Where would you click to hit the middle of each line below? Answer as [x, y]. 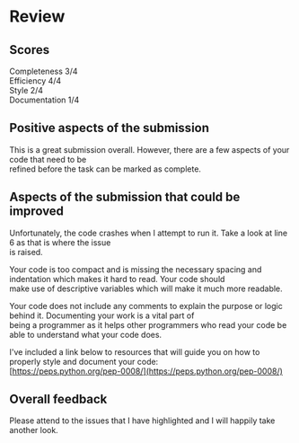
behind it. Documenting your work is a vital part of [102, 315]
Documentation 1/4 [44, 100]
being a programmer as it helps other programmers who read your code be [148, 324]
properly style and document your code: [84, 361]
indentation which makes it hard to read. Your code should [117, 279]
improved [37, 212]
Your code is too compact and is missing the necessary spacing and [136, 269]
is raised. [26, 252]
